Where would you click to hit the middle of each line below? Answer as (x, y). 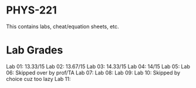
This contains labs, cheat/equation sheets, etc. (62, 26)
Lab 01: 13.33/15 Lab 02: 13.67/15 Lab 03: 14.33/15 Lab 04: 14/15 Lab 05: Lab (98, 66)
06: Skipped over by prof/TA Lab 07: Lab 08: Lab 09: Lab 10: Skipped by (93, 72)
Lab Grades (35, 50)
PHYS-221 (31, 10)
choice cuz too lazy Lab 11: (38, 79)
